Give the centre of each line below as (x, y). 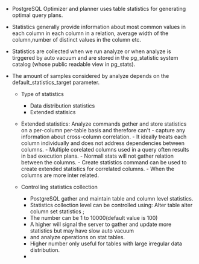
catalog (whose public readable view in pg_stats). (74, 64)
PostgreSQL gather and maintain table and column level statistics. (112, 198)
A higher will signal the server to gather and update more (101, 224)
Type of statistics (43, 94)
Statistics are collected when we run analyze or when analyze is (91, 51)
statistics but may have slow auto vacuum (82, 231)
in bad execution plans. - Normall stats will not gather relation (97, 156)
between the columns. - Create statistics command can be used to (104, 162)
